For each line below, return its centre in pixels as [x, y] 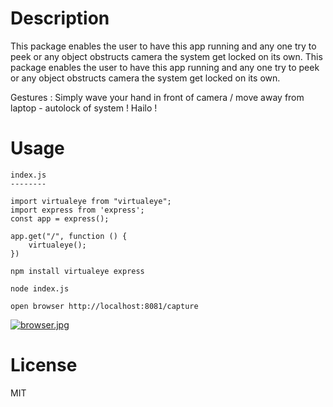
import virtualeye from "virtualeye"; [91, 201]
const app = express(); [60, 218]
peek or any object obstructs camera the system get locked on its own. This [166, 56]
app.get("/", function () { [69, 236]
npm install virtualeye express [77, 271]
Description [60, 18]
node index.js [40, 288]
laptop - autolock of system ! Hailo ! [84, 108]
